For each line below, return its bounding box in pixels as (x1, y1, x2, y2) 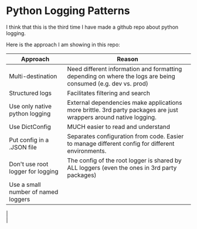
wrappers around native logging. (67, 113, 157, 121)
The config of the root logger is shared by (67, 156, 182, 165)
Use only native (9, 102, 52, 110)
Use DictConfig (9, 122, 52, 131)
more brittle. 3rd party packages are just (67, 105, 178, 114)
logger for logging (9, 167, 59, 175)
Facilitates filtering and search (67, 89, 151, 97)
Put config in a (9, 136, 49, 144)
